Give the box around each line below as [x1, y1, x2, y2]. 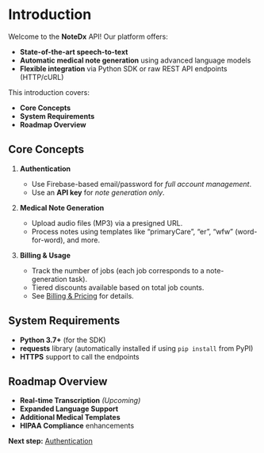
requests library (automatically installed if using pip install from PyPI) [19, 343, 254, 353]
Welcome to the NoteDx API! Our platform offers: [8, 32, 168, 41]
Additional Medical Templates [19, 413, 121, 422]
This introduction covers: [8, 87, 90, 97]
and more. [67, 235, 101, 245]
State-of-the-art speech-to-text [19, 47, 128, 56]
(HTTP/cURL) [19, 72, 64, 82]
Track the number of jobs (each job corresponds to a [31, 265, 205, 275]
